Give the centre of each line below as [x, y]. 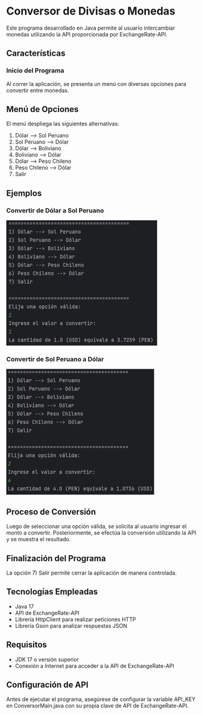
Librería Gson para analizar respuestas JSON [71, 625]
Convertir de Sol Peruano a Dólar [55, 360]
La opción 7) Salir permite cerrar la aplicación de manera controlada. [91, 573]
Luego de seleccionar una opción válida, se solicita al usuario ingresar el [96, 526]
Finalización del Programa [56, 558]
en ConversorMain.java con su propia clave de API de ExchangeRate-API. [97, 706]
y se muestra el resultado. [39, 539]
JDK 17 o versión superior [47, 659]
